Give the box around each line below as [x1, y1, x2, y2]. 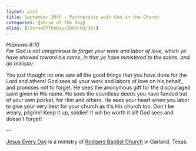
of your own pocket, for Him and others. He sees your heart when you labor [6, 97, 190, 104]
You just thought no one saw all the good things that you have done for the [6, 71, 187, 78]
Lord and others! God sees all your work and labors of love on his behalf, [6, 78, 182, 85]
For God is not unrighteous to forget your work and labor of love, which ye [6, 48, 187, 55]
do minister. [6, 60, 35, 67]
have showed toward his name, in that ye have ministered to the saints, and [6, 54, 190, 61]
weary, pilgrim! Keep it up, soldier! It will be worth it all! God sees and [6, 109, 174, 116]
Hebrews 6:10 [6, 41, 39, 48]
